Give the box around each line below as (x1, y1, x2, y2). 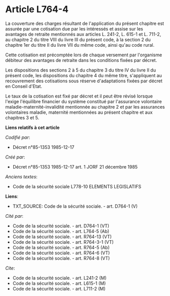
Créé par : (5, 154, 25, 160)
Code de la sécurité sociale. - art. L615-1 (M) (12, 280, 106, 286)
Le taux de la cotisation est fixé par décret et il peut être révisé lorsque (5, 93, 153, 99)
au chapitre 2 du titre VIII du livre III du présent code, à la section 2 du (5, 37, 151, 43)
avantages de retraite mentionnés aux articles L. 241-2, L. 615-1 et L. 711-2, (5, 31, 161, 37)
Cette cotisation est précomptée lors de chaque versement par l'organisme (5, 52, 162, 58)
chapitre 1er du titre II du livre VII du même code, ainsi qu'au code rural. (5, 42, 155, 48)
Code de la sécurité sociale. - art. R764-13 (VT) (12, 234, 112, 240)
